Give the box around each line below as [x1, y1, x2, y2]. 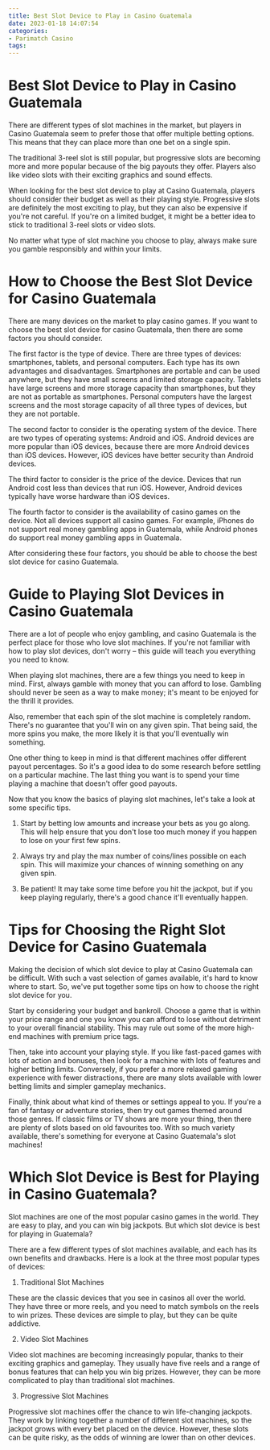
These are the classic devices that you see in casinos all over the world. [8, 1293, 247, 1303]
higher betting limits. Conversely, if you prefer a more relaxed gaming [8, 1064, 238, 1074]
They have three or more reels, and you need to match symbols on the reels [8, 1301, 260, 1311]
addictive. [8, 1319, 42, 1328]
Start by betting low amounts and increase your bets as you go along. [19, 818, 251, 828]
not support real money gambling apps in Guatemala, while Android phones [8, 525, 259, 534]
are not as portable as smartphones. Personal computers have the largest [8, 392, 252, 401]
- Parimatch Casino [8, 34, 74, 43]
